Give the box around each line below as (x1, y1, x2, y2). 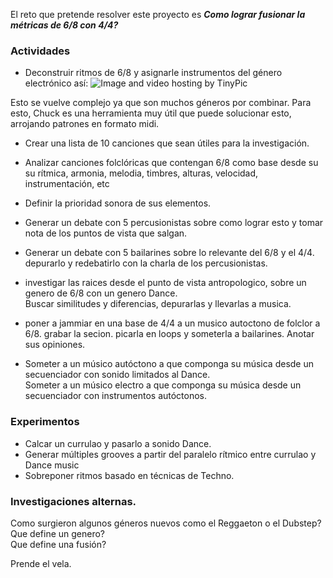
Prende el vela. (10, 557, 72, 569)
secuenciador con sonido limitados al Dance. (24, 369, 211, 381)
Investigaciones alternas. (10, 494, 137, 508)
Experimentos (10, 415, 80, 429)
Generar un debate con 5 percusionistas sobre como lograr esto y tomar (24, 217, 324, 229)
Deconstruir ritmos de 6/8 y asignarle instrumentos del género (24, 67, 283, 79)
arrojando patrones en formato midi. (10, 118, 160, 130)
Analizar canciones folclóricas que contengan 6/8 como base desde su (24, 157, 319, 169)
